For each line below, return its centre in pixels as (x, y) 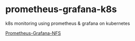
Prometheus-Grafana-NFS (33, 33)
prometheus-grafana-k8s (61, 9)
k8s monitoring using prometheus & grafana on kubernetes (68, 23)
